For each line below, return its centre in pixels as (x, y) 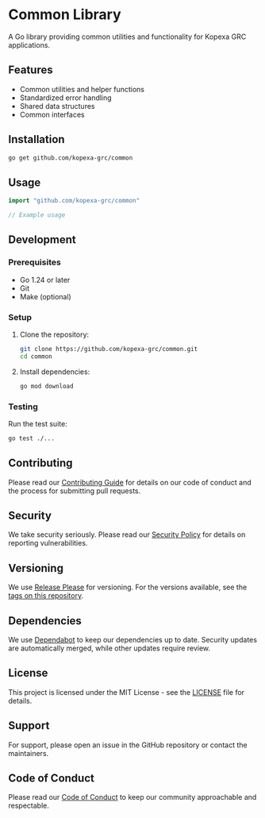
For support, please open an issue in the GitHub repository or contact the (128, 745)
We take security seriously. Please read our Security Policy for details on (127, 534)
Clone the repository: (54, 334)
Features (31, 70)
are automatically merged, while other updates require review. (109, 648)
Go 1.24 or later (45, 280)
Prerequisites (35, 262)
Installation (36, 139)
